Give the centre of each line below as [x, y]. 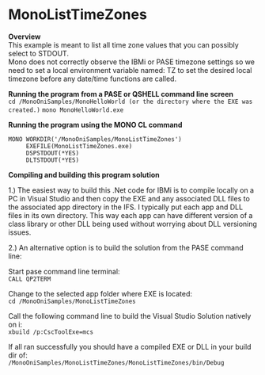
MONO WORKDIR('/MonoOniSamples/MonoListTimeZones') [95, 139]
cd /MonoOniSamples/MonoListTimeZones [72, 301]
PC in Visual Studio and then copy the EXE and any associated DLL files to [129, 198]
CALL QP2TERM [30, 279]
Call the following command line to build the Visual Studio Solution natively [130, 316]
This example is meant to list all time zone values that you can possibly [123, 44]
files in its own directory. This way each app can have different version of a [131, 215]
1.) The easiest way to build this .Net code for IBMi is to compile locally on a [131, 190]
